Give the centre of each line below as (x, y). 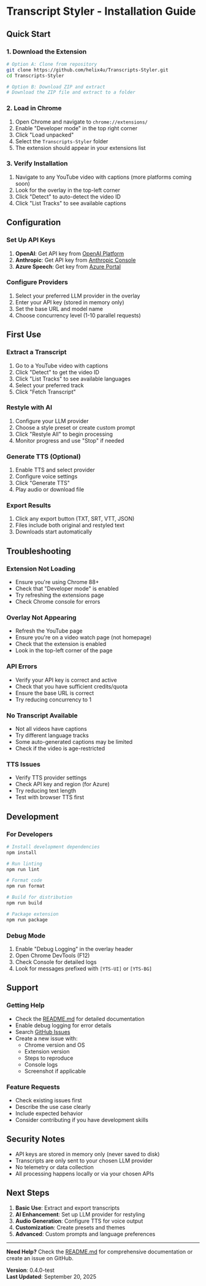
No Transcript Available (42, 716)
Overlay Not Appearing (41, 618)
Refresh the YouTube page (49, 631)
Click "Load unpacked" (44, 135)
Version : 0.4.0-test (31, 1270)
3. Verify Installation (37, 164)
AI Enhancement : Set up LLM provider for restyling (80, 1214)
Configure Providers (37, 282)
